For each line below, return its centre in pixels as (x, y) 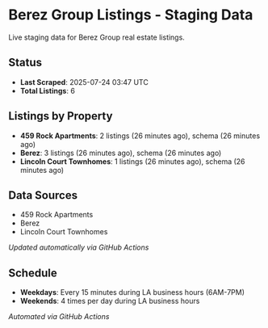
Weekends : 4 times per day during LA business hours (110, 301)
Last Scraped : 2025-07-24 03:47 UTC (84, 82)
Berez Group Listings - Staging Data (131, 15)
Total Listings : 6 (47, 90)
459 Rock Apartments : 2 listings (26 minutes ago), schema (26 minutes (140, 136)
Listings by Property (61, 116)
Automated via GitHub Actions (59, 317)
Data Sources (43, 195)
